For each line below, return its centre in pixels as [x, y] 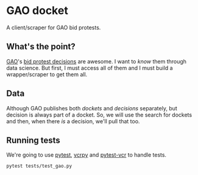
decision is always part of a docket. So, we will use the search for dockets [99, 115]
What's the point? [41, 47]
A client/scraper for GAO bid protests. [54, 27]
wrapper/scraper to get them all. [47, 74]
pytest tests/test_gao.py [39, 166]
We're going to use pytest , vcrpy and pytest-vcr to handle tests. [86, 155]
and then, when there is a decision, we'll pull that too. [73, 121]
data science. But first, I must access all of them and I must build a [90, 68]
